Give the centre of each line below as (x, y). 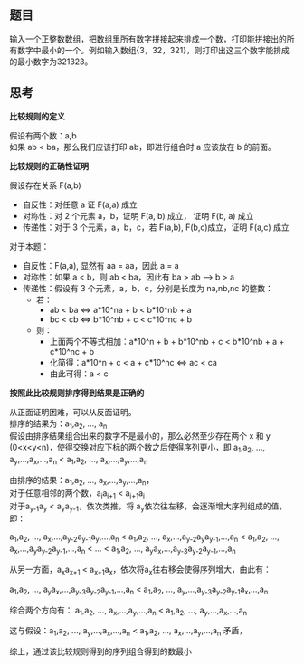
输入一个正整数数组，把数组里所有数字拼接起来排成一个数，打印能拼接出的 (148, 39)
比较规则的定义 (37, 116)
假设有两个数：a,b (43, 135)
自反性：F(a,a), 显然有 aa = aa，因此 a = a (100, 265)
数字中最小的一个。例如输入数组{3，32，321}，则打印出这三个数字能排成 (153, 50)
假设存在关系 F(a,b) (45, 185)
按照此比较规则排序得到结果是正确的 (77, 393)
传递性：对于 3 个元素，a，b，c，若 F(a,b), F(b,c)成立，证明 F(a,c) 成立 (156, 227)
